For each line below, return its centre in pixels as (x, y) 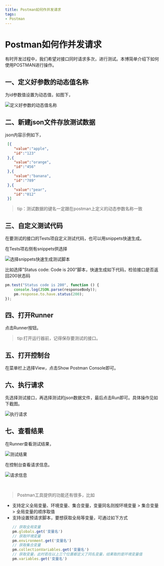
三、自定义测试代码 (34, 226)
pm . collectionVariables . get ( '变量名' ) (51, 550)
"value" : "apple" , (31, 148)
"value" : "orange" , (32, 162)
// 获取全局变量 (26, 527)
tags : (10, 14)
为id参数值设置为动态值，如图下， (39, 95)
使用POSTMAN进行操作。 (31, 65)
